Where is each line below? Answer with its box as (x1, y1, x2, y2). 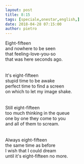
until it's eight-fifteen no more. (5, 153, 68, 159)
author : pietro (5, 26, 37, 31)
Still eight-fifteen (5, 105, 40, 111)
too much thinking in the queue (5, 110, 70, 116)
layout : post (5, 7, 33, 13)
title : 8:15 (5, 12, 30, 17)
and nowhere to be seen (5, 46, 56, 52)
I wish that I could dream (5, 148, 56, 154)
